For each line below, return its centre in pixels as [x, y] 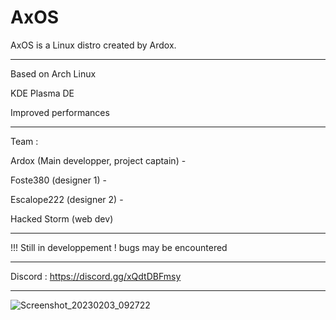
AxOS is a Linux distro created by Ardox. [93, 45]
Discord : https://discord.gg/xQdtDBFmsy [96, 276]
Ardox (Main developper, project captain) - [98, 160]
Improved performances [60, 112]
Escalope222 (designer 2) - [67, 199]
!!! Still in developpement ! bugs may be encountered [119, 247]
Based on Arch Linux [53, 73]
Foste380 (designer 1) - [59, 180]
